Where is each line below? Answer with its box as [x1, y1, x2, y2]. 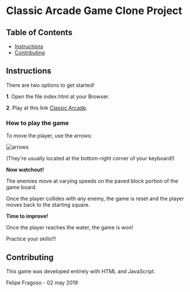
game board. [6, 184, 37, 191]
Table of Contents [6, 28, 73, 37]
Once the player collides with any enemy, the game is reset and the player [6, 195, 184, 202]
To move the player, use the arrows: [6, 132, 92, 139]
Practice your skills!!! [6, 235, 57, 242]
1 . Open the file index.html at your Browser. [6, 92, 110, 100]
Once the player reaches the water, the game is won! [6, 224, 133, 231]
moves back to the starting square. [6, 201, 90, 208]
